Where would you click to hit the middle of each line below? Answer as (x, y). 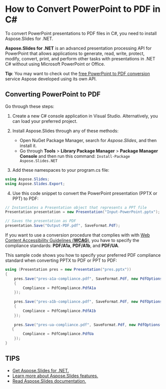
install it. (28, 146)
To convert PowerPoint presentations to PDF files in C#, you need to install (81, 33)
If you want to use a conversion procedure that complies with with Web (78, 235)
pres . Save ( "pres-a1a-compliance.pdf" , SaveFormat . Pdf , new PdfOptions (88, 279)
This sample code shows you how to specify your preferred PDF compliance (83, 255)
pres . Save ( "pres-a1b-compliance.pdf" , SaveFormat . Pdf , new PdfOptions (88, 302)
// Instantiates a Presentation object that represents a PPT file (76, 207)
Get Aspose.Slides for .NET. (41, 370)
